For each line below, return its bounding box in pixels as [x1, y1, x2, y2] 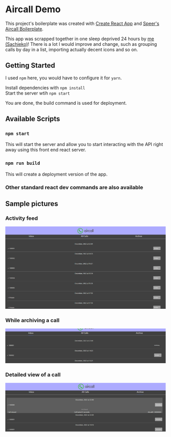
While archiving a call [5, 316, 60, 324]
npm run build [5, 160, 40, 166]
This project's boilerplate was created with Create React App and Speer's [5, 20, 159, 26]
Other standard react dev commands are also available [5, 184, 144, 191]
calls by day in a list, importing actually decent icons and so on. [5, 46, 138, 52]
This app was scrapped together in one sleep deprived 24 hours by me [5, 36, 154, 42]
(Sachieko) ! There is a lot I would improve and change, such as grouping [5, 41, 157, 47]
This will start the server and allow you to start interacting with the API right [5, 141, 163, 148]
